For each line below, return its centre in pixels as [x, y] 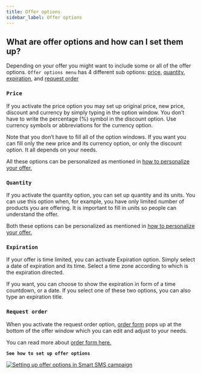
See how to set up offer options [48, 353]
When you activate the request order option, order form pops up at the [94, 324]
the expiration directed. [35, 273]
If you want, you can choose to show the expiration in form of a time [91, 284]
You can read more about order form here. [59, 342]
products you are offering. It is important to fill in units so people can [91, 208]
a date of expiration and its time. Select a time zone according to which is [97, 266]
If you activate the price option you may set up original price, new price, [96, 106]
